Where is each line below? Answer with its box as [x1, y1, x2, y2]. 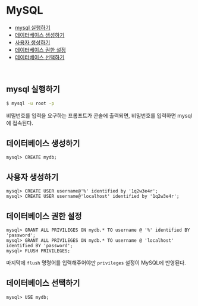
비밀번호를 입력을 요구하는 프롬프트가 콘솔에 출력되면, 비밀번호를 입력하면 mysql [6, 112, 192, 119]
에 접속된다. [6, 119, 34, 127]
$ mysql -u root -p [6, 100, 55, 106]
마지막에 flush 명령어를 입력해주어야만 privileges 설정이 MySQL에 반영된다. [6, 259, 186, 266]
